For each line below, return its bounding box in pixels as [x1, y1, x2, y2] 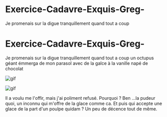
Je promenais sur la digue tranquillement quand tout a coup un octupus [5, 55, 154, 61]
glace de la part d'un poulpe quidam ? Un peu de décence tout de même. [5, 105, 157, 112]
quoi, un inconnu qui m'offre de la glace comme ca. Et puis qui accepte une [5, 100, 162, 106]
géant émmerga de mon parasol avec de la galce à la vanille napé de [5, 60, 148, 66]
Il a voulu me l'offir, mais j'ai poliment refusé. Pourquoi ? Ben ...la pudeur [5, 95, 155, 101]
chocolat [5, 65, 24, 71]
